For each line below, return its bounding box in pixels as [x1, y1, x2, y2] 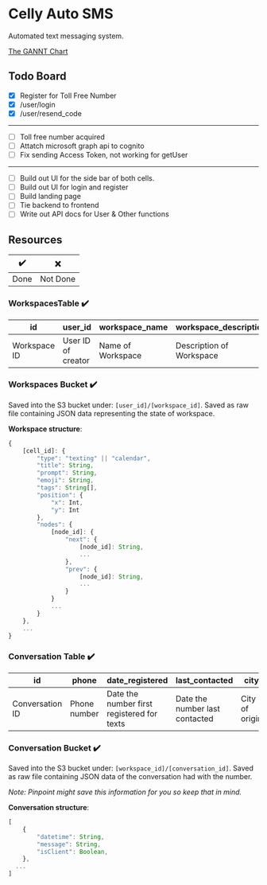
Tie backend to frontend [19, 201, 99, 210]
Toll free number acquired [19, 132, 105, 142]
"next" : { [64, 536, 98, 544]
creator [62, 355, 90, 366]
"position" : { [37, 491, 83, 499]
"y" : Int [50, 506, 80, 514]
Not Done [39, 274, 76, 285]
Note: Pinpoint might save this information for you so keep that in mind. [8, 787, 242, 797]
